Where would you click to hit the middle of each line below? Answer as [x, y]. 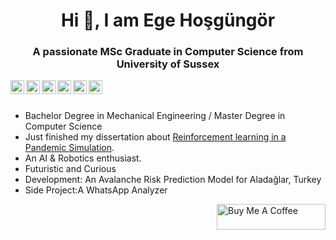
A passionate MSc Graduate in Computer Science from [168, 52]
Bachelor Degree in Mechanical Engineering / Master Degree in [155, 116]
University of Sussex [168, 64]
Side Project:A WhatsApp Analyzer [96, 190]
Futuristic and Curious [70, 169]
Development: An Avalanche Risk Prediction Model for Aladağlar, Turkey [173, 180]
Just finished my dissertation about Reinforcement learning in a [155, 137]
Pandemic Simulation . [69, 148]
